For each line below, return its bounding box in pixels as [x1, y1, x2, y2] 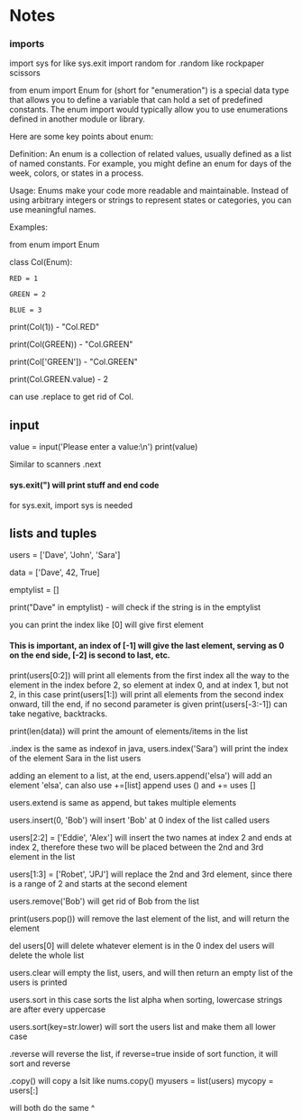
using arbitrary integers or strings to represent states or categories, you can [9, 195, 292, 205]
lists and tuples [9, 525, 97, 541]
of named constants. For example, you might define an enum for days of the [9, 159, 292, 169]
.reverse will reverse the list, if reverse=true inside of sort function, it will [9, 1048, 278, 1059]
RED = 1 [9, 274, 39, 284]
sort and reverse [9, 1058, 70, 1069]
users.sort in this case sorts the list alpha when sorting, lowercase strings [9, 994, 283, 1005]
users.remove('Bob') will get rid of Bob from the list [9, 896, 200, 906]
